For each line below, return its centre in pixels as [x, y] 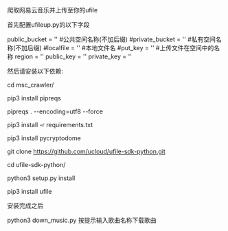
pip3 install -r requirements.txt [50, 125]
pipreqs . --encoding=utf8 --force [55, 111]
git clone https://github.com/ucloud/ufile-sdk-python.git [87, 151]
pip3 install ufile [30, 191]
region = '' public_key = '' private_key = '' [73, 56]
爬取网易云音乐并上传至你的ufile [53, 10]
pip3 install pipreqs [34, 98]
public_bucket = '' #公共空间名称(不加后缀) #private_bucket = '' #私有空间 [112, 39]
